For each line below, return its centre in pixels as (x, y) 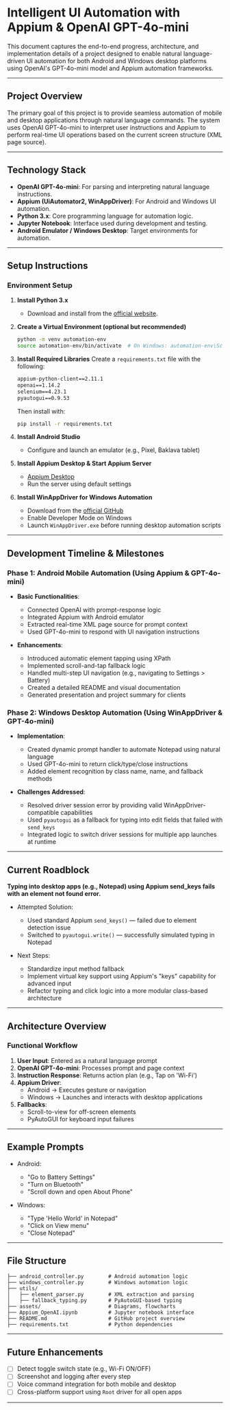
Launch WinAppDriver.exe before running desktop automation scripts (124, 525)
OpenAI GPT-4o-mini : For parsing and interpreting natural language (113, 186)
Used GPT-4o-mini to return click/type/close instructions (107, 764)
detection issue (49, 928)
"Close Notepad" (51, 1233)
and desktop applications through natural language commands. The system (114, 120)
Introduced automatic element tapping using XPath (99, 658)
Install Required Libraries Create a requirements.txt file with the (108, 359)
